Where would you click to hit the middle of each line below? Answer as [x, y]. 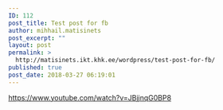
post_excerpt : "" [37, 38]
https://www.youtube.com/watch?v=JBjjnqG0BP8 [90, 97]
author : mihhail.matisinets [55, 30]
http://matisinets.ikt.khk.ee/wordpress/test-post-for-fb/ [115, 61]
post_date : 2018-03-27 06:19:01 [62, 75]
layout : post [30, 45]
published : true [35, 68]
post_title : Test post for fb [59, 23]
